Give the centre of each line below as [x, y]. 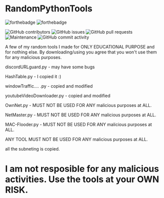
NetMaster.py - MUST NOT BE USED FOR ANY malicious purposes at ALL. [81, 115]
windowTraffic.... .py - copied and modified [49, 86]
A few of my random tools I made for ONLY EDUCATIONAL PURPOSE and [80, 47]
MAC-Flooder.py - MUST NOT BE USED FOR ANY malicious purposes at [79, 124]
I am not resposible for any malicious [82, 169]
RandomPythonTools [49, 9]
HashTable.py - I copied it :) [33, 76]
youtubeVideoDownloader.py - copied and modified [58, 96]
